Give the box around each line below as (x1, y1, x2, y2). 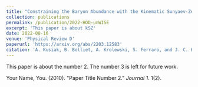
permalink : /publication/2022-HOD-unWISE (6, 19, 110, 25)
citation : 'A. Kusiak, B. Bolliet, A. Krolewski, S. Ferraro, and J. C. (6, 47, 189, 53)
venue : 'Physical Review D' (6, 36, 75, 42)
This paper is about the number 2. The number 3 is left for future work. (6, 63, 178, 70)
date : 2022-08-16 (6, 31, 49, 36)
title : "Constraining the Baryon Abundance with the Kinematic (6, 8, 165, 15)
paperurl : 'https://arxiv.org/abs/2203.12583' (6, 42, 123, 48)
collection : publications (6, 14, 70, 20)
